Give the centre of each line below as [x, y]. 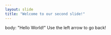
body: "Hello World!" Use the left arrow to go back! [55, 27]
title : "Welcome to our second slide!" [45, 14]
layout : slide [19, 9]
